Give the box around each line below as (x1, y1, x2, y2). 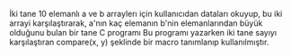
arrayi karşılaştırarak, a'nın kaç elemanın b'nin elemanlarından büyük (9, 18, 263, 28)
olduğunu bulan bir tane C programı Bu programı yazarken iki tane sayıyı (9, 28, 277, 37)
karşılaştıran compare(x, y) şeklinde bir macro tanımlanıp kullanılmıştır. (9, 36, 269, 47)
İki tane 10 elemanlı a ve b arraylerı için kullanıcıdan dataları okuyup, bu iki (9, 9, 283, 19)
